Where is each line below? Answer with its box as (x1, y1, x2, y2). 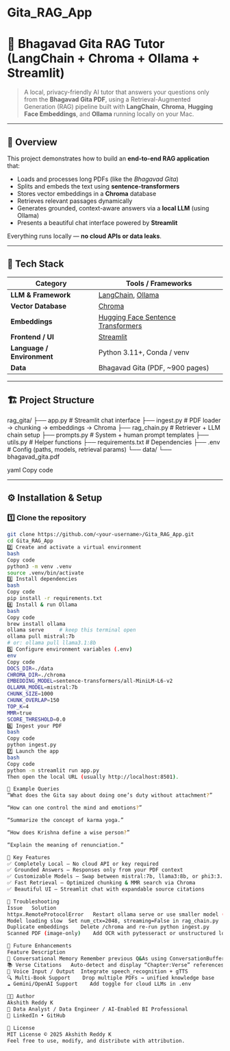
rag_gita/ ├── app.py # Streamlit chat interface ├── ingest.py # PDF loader (7, 416, 221, 424)
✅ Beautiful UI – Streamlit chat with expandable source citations (7, 886, 205, 893)
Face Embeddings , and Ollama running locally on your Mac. (23, 110, 194, 118)
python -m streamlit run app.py (7, 766, 99, 774)
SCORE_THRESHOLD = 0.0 (7, 716, 66, 723)
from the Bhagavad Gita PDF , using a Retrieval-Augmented (23, 95, 191, 104)
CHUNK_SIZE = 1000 (7, 690, 53, 697)
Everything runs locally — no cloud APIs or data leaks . (7, 232, 162, 240)
